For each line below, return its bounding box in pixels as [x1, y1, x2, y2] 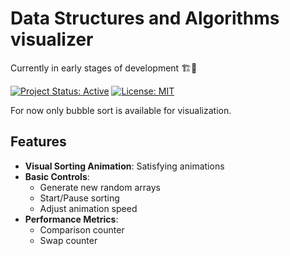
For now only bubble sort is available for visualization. [10, 104, 232, 116]
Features [10, 133, 67, 151]
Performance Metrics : [24, 213, 119, 225]
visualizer [10, 28, 94, 51]
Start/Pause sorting [39, 192, 120, 204]
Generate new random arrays [39, 181, 161, 193]
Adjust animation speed [39, 202, 138, 214]
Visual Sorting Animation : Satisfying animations [24, 160, 225, 172]
